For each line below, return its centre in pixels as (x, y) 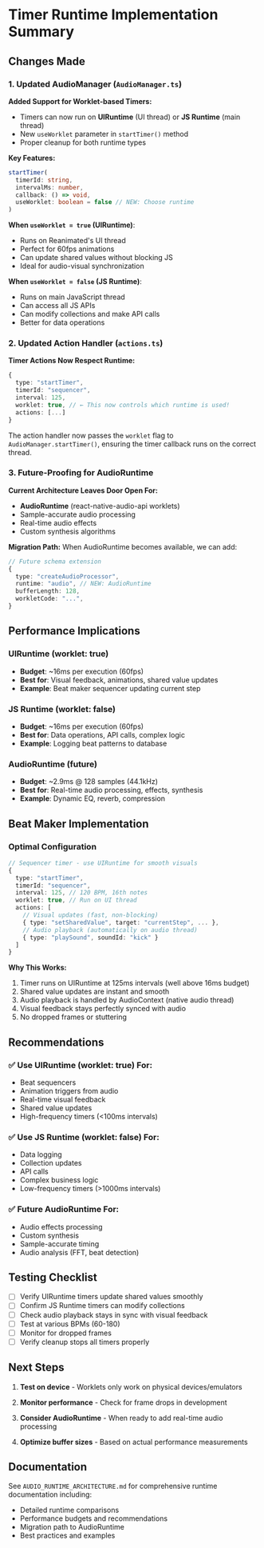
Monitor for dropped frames (65, 1333)
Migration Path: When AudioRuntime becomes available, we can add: (123, 546)
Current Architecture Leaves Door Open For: (83, 490)
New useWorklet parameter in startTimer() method (104, 134)
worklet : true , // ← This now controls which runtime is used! (122, 405)
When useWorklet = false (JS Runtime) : (75, 282)
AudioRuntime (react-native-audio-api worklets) (100, 506)
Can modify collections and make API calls (90, 314)
